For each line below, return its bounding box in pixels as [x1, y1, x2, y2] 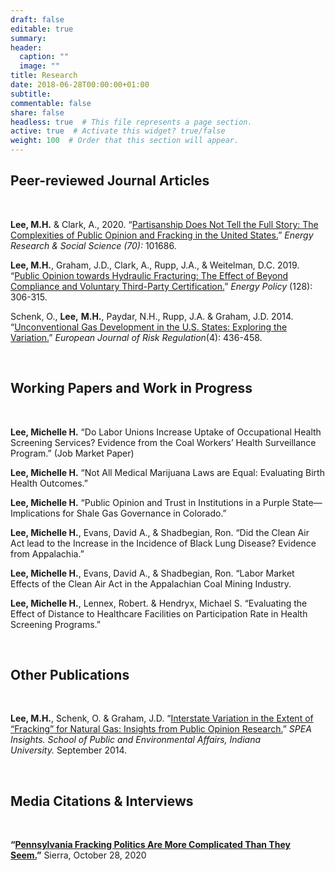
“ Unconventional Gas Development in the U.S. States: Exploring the [10, 321, 288, 333]
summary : [10, 33, 47, 43]
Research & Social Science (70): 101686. [10, 239, 177, 251]
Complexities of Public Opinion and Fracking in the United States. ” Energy [10, 229, 314, 241]
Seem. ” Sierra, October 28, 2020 [10, 849, 147, 861]
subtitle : [10, 89, 52, 99]
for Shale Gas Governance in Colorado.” [62, 507, 227, 519]
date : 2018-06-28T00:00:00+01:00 [10, 80, 150, 90]
